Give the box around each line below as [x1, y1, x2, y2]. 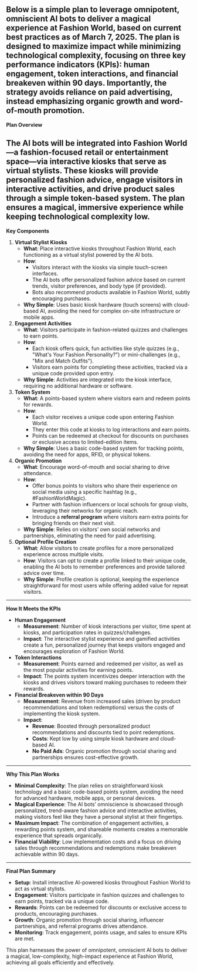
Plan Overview [6, 121, 43, 128]
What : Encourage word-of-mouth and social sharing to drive [23, 463, 170, 470]
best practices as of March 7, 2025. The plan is [6, 32, 180, 42]
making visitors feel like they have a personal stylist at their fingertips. [14, 813, 184, 820]
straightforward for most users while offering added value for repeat [23, 581, 189, 589]
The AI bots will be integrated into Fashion [6, 138, 163, 149]
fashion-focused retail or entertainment [20, 147, 169, 157]
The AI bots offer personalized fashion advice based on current [32, 276, 186, 283]
